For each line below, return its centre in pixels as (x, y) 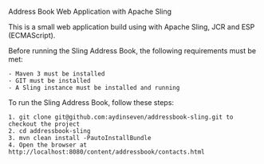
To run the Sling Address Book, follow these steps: (91, 102)
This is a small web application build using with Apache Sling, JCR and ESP (132, 27)
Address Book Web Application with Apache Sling (90, 12)
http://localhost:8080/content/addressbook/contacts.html (106, 152)
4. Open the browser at (48, 145)
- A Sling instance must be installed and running (94, 88)
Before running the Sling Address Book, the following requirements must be (132, 51)
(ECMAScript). (32, 35)
